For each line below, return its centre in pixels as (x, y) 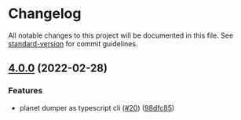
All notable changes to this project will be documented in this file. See (121, 35)
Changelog (45, 14)
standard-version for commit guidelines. (73, 43)
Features (26, 91)
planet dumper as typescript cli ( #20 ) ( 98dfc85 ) (97, 107)
